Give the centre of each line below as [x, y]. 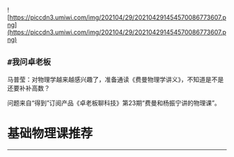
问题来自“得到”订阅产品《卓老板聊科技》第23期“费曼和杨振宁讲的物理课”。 [114, 103]
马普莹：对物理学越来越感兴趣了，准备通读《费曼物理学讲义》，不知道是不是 [116, 79]
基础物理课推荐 [50, 133]
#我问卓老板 [29, 62]
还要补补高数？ [29, 88]
